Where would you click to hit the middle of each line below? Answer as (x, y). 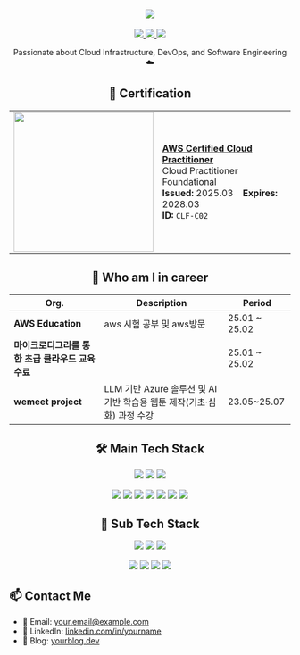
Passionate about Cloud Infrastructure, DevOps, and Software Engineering (150, 52)
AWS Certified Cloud (207, 148)
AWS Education (48, 323)
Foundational (189, 181)
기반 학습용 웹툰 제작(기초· (156, 402)
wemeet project (48, 402)
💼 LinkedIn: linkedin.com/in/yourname (92, 631)
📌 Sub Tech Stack (150, 523)
